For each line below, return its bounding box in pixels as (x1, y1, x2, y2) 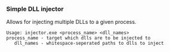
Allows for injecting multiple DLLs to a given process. (6, 19, 137, 26)
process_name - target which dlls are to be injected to (6, 35, 151, 41)
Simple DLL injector (6, 5, 64, 13)
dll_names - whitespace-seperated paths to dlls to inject (14, 41, 164, 47)
